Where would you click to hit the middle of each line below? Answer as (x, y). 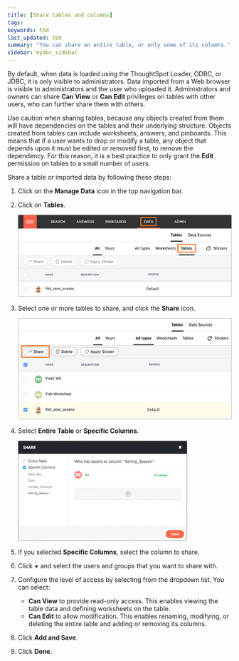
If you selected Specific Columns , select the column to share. (108, 552)
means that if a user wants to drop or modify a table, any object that (107, 140)
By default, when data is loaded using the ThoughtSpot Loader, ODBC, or (115, 74)
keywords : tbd (28, 30)
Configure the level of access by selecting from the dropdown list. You (121, 580)
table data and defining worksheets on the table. (99, 609)
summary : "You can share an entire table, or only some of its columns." (119, 45)
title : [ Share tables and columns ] (60, 15)
